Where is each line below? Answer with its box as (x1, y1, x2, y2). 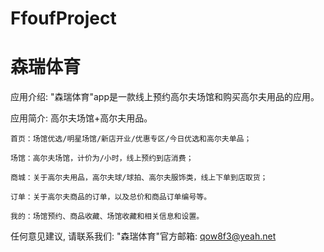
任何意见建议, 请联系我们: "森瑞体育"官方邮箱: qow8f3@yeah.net (10, 230, 277, 242)
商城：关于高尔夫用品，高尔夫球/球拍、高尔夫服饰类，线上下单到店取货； (10, 173, 268, 183)
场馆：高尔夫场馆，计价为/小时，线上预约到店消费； (10, 153, 194, 164)
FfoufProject (10, 7, 117, 30)
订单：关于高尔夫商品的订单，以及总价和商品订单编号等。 (10, 192, 212, 202)
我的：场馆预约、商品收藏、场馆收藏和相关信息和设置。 (10, 212, 205, 222)
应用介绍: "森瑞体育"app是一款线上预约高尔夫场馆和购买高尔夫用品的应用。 (10, 91, 320, 103)
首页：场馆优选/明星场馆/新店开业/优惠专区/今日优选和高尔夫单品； (10, 134, 252, 144)
